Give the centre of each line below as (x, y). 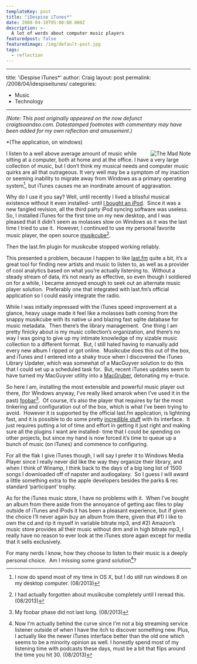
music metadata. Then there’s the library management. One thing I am (92, 325)
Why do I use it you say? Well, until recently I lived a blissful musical (88, 197)
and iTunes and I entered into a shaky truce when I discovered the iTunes (94, 356)
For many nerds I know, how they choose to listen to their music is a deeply (97, 553)
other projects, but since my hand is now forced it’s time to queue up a (91, 437)
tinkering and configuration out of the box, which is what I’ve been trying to (97, 406)
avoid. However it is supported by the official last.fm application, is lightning (98, 413)
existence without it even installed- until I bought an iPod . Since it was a (93, 203)
